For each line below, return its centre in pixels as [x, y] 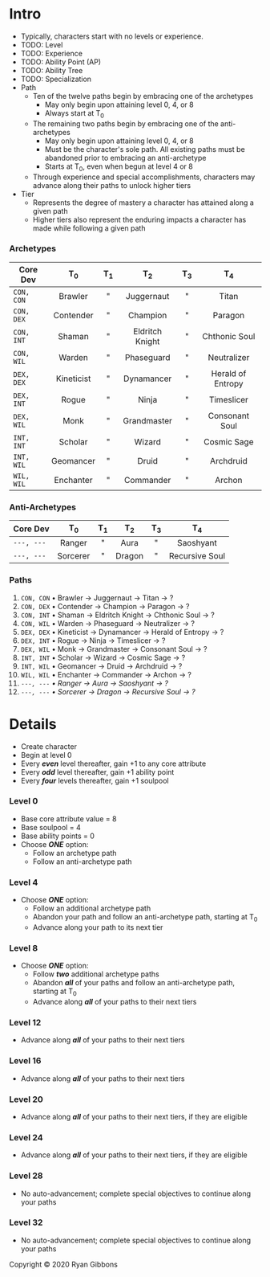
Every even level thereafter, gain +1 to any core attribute [113, 763]
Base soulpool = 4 [50, 827]
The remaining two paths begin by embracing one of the [125, 123]
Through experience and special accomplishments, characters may [144, 177]
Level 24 [26, 1137]
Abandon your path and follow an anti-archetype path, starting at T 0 [145, 918]
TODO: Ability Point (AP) [61, 62]
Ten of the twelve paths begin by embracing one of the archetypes [143, 96]
